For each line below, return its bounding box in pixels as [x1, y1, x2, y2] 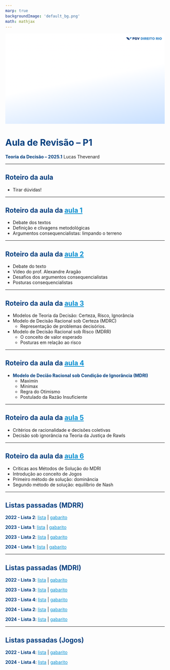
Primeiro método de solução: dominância [12, 476, 99, 482]
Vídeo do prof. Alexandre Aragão [12, 269, 81, 275]
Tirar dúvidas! [12, 186, 42, 193]
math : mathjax [5, 19, 35, 24]
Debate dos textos [12, 219, 51, 226]
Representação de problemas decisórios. [20, 323, 106, 330]
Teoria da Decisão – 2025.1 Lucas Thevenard [5, 153, 100, 159]
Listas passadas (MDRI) [5, 563, 81, 572]
